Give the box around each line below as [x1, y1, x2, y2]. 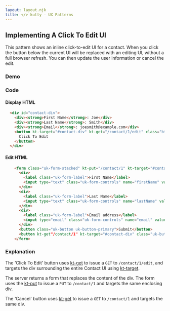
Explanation [5, 248, 35, 255]
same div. [5, 301, 25, 307]
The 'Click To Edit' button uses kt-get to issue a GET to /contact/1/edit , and [5, 259, 163, 266]
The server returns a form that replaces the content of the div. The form [5, 275, 155, 281]
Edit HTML [5, 154, 28, 160]
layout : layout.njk [5, 7, 47, 13]
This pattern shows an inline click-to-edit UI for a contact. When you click [5, 44, 159, 51]
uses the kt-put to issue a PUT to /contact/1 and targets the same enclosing [5, 280, 162, 286]
